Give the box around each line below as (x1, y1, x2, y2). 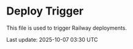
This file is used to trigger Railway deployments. (6, 24, 127, 31)
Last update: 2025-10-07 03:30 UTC (6, 36, 98, 43)
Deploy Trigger (6, 4, 84, 18)
